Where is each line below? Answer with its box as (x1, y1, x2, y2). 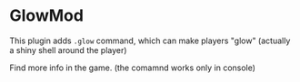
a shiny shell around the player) (9, 44, 127, 55)
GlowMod (9, 5, 85, 26)
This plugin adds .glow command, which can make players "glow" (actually (9, 35, 291, 46)
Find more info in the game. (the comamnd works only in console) (9, 62, 256, 73)
